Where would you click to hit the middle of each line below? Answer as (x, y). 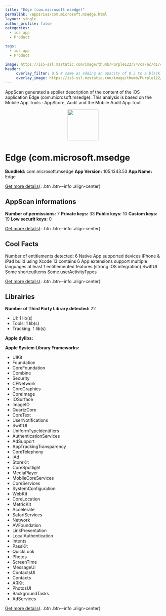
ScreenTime (24, 562)
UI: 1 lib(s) (22, 318)
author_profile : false (28, 23)
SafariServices (27, 515)
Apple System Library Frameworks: (42, 348)
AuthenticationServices (36, 436)
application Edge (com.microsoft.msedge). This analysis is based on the (79, 97)
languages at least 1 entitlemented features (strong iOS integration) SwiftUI (81, 266)
